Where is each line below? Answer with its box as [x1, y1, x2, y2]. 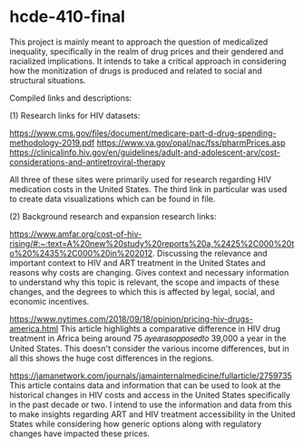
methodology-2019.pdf [9, 137, 95, 148]
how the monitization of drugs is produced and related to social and [9, 65, 263, 76]
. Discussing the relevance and [152, 248, 268, 258]
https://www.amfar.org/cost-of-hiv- [9, 229, 142, 239]
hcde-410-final [9, 6, 125, 27]
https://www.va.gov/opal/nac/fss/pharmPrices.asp [96, 137, 286, 148]
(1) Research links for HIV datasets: [9, 110, 141, 121]
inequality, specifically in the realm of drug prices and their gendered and [9, 45, 284, 56]
